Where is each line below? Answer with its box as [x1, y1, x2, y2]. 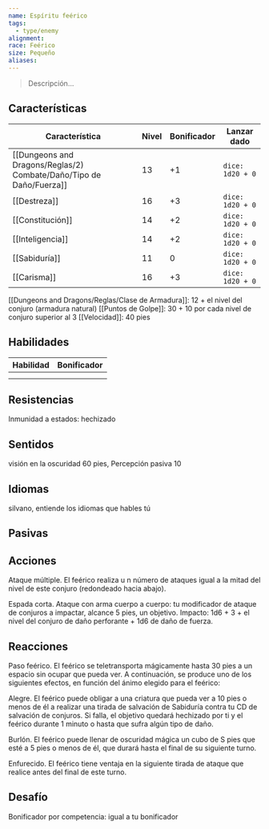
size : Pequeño [8, 49, 56, 57]
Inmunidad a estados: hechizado [8, 414, 116, 424]
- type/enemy [15, 26, 59, 35]
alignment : [8, 34, 45, 43]
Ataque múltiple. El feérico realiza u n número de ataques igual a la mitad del [8, 575, 261, 585]
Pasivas [8, 526, 49, 540]
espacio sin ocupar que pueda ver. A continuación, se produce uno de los [8, 669, 252, 679]
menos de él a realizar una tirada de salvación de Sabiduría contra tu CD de [8, 701, 258, 711]
